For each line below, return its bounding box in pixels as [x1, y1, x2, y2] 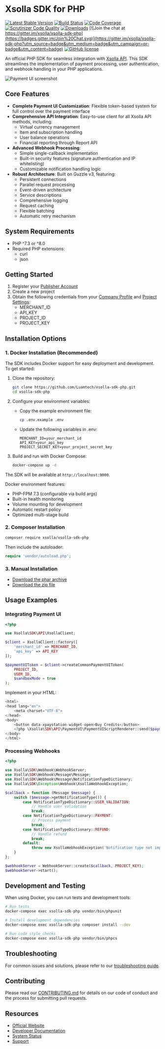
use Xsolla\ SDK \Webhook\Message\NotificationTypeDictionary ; [5, 777, 133, 782]
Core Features [5, 90, 50, 98]
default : [23, 841, 41, 846]
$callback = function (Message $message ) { [5, 790, 96, 795]
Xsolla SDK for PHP [5, 3, 85, 15]
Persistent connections [19, 176, 66, 182]
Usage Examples [5, 596, 57, 605]
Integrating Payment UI [5, 611, 61, 617]
